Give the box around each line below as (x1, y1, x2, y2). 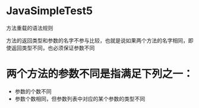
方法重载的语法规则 (6, 24, 53, 31)
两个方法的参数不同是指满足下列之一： (6, 67, 194, 81)
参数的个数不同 (14, 87, 52, 95)
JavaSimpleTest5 (6, 4, 93, 18)
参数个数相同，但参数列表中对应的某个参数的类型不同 (14, 95, 146, 102)
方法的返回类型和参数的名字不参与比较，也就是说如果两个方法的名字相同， (6, 37, 188, 44)
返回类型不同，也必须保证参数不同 (11, 44, 95, 51)
